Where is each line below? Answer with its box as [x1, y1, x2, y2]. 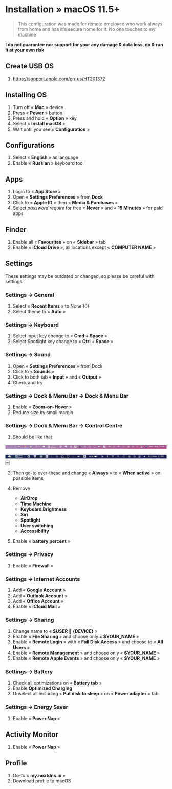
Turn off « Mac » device [12, 104, 64, 110]
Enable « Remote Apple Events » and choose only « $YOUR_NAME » [12, 655, 160, 661]
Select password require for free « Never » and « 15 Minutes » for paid [12, 205, 163, 211]
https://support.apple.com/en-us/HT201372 [12, 76, 106, 82]
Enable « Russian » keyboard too [12, 160, 83, 166]
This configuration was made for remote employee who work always [17, 21, 163, 27]
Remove [12, 485, 30, 492]
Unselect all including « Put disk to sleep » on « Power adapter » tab [12, 691, 159, 697]
